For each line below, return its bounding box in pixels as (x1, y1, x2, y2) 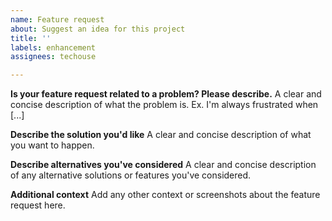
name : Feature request (10, 14, 105, 25)
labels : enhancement (10, 42, 97, 53)
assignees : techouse (10, 52, 97, 62)
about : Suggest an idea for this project (10, 24, 186, 34)
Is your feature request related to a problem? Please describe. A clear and (10, 88, 322, 100)
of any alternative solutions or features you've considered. (10, 169, 252, 181)
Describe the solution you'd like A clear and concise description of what (10, 129, 312, 141)
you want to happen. (10, 139, 95, 151)
